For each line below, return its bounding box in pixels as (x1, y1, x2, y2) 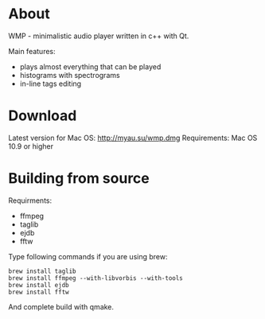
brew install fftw (8, 288, 69, 296)
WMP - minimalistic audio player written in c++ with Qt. (8, 31, 189, 41)
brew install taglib (8, 267, 77, 275)
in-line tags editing (19, 79, 82, 88)
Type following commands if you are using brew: (8, 251, 168, 261)
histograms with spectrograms (19, 70, 121, 80)
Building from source (8, 169, 150, 188)
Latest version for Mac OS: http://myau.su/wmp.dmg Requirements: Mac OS (8, 133, 258, 142)
